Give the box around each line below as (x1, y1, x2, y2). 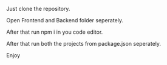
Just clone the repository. (6, 5, 70, 12)
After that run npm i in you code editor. (6, 28, 103, 36)
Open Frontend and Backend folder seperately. (6, 17, 123, 23)
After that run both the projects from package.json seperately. (6, 40, 162, 47)
